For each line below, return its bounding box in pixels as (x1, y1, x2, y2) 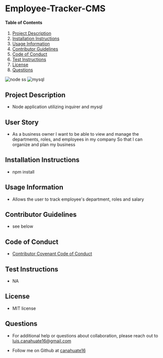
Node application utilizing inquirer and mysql (12, 104, 103, 110)
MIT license (12, 305, 36, 311)
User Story (5, 118, 39, 126)
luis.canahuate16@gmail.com (12, 338, 72, 344)
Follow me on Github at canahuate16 (12, 347, 86, 353)
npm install (12, 169, 35, 175)
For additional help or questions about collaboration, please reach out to (12, 332, 159, 338)
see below (12, 223, 33, 229)
